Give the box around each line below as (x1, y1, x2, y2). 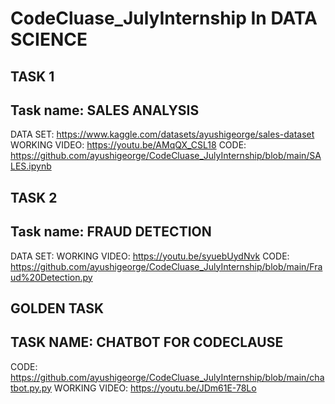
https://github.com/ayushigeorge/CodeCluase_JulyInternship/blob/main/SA (10, 150, 322, 162)
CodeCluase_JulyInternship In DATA (10, 7, 318, 30)
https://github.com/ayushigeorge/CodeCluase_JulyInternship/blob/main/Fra (10, 260, 323, 272)
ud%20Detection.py (10, 271, 93, 283)
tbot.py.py (10, 382, 52, 394)
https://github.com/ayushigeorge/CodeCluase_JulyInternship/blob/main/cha (10, 371, 325, 383)
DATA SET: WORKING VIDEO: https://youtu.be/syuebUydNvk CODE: (10, 250, 290, 262)
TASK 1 (10, 68, 55, 85)
